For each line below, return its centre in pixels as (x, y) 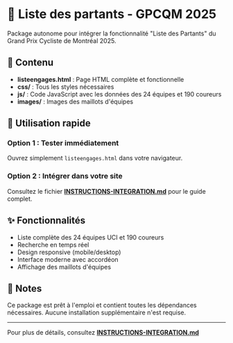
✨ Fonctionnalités (46, 220)
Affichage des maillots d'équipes (64, 267)
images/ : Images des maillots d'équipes (75, 101)
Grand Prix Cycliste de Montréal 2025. (62, 40)
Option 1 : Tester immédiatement (63, 143)
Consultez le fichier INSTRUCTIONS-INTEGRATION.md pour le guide (106, 191)
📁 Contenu (31, 63)
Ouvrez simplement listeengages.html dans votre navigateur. (95, 158)
